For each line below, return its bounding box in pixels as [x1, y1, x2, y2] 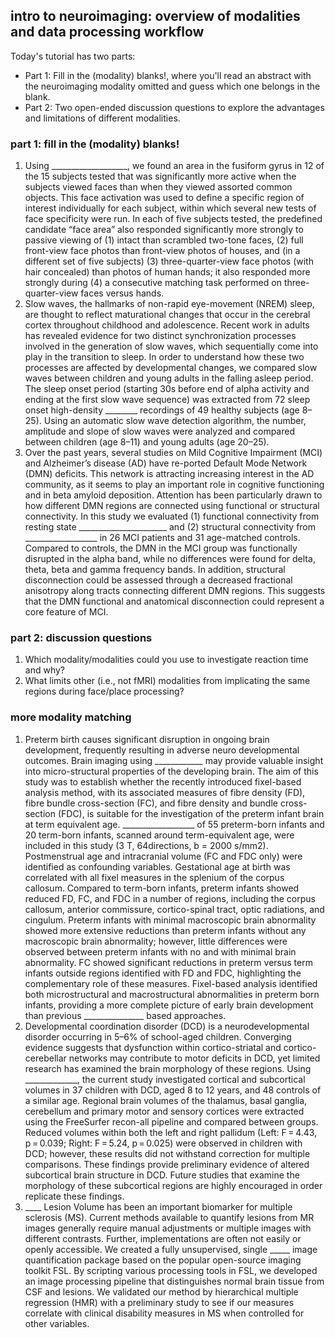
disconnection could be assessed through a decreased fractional [24, 574, 293, 586]
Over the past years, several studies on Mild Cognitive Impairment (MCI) [24, 447, 323, 459]
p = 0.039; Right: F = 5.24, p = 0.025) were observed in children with [24, 1137, 303, 1149]
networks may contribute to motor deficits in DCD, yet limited [68, 1052, 321, 1064]
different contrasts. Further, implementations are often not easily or [24, 1232, 302, 1244]
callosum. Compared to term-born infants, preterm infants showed [24, 882, 300, 894]
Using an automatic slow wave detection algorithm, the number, [43, 415, 307, 427]
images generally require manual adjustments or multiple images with [24, 1222, 312, 1234]
